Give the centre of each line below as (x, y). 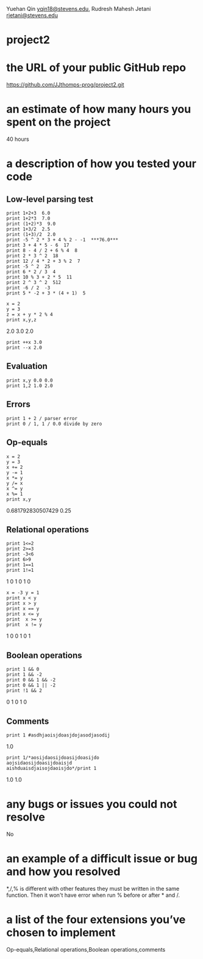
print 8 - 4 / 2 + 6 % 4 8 (42, 251)
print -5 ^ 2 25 (28, 267)
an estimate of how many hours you (99, 109)
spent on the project (59, 122)
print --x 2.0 (24, 348)
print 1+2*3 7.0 (28, 219)
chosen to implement (61, 933)
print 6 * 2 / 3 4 (31, 272)
